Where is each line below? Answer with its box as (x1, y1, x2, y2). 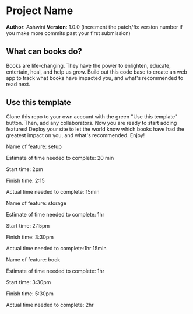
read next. (6, 81, 31, 88)
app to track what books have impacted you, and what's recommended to (6, 74, 184, 81)
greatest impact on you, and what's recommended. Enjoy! (6, 131, 145, 138)
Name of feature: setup (6, 143, 62, 150)
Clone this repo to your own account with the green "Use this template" (6, 113, 178, 120)
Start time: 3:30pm (6, 278, 51, 285)
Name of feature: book (6, 256, 61, 263)
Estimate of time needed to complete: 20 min (6, 154, 114, 161)
